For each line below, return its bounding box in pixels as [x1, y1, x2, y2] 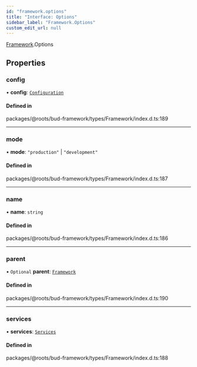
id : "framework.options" [6, 8, 67, 15]
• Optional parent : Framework [6, 268, 76, 275]
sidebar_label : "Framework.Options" [6, 19, 96, 25]
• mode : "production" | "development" [6, 149, 98, 156]
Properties [6, 58, 46, 68]
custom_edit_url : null [6, 25, 62, 31]
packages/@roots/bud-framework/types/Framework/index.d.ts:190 [6, 294, 168, 301]
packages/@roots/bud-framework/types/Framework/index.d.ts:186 [6, 235, 168, 242]
